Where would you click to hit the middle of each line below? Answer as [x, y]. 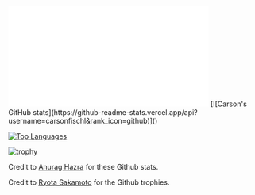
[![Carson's [229, 104]
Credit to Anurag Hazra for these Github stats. [83, 166]
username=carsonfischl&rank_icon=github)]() [83, 120]
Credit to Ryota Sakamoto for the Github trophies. [89, 182]
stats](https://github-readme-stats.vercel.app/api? [116, 112]
